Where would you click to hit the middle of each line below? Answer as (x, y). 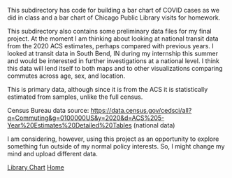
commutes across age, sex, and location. (66, 76)
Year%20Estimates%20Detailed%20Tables (70, 125)
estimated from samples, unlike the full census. (75, 97)
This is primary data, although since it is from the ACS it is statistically (108, 89)
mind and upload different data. (52, 154)
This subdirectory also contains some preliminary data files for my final (109, 31)
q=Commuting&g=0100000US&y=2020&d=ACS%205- (86, 118)
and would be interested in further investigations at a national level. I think (114, 61)
